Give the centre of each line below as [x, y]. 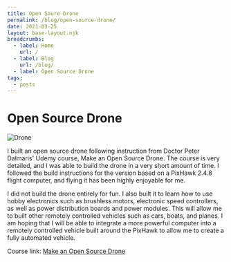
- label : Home [34, 46]
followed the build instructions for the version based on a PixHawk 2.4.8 [110, 173]
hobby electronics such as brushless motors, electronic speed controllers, [113, 201]
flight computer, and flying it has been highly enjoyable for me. [96, 180]
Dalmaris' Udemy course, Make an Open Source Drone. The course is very [113, 158]
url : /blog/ [37, 65]
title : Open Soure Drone [43, 13]
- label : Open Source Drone [54, 71]
